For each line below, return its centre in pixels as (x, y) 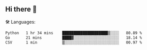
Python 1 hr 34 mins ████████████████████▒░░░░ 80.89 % (74, 33)
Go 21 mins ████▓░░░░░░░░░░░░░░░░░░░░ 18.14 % (74, 38)
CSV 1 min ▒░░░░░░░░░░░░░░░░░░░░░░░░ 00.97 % (74, 42)
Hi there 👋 (21, 9)
